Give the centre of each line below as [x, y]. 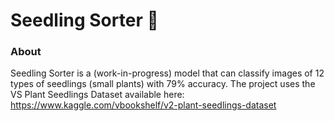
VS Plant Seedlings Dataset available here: [97, 95]
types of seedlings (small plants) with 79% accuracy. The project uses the [163, 84]
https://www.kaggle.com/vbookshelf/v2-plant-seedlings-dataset [143, 105]
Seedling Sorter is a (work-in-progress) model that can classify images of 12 [167, 73]
